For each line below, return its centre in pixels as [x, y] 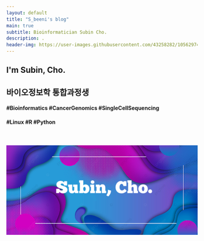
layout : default [27, 13]
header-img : [21, 45]
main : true [20, 25]
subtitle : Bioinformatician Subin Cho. [57, 32]
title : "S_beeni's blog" [38, 19]
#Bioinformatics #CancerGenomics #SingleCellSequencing [83, 108]
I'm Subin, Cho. [36, 70]
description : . [25, 39]
